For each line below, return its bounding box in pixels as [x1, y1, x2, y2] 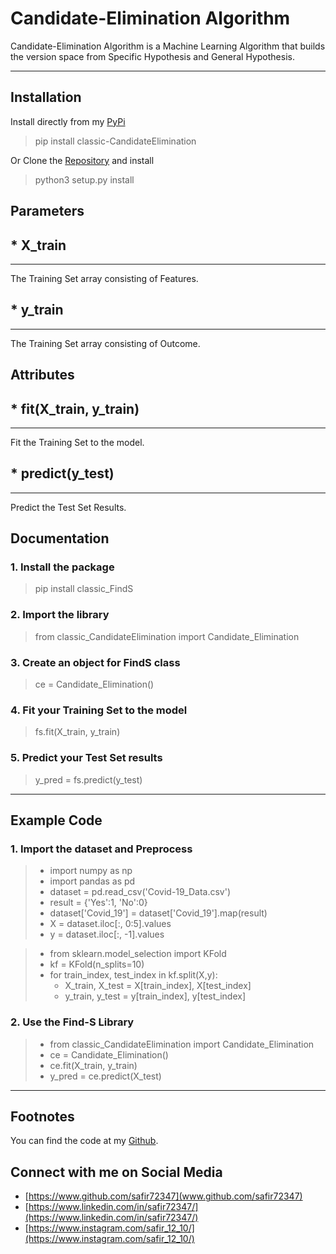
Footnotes [10, 1108, 75, 1126]
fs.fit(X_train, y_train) [34, 726, 121, 738]
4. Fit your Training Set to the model [10, 703, 188, 717]
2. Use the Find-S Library [10, 1015, 135, 1029]
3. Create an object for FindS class [10, 655, 181, 669]
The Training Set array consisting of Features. [10, 272, 199, 284]
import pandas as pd [49, 875, 136, 887]
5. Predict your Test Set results [10, 751, 163, 765]
